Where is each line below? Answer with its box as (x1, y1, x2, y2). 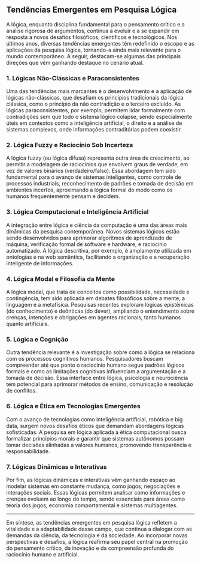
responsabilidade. (6, 447, 51, 455)
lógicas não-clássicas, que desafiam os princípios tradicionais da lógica (6, 94, 184, 101)
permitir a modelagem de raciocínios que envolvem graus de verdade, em (6, 161, 188, 168)
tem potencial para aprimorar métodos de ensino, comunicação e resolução (6, 381, 193, 388)
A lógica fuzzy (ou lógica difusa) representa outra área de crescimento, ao (6, 154, 190, 161)
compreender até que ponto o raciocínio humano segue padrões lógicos (6, 361, 185, 369)
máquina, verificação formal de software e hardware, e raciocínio (6, 240, 167, 248)
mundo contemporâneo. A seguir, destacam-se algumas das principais (6, 52, 181, 59)
